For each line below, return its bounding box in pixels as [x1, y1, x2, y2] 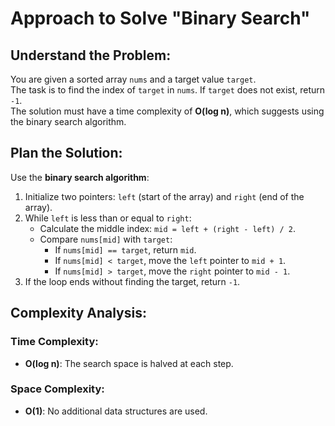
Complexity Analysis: [10, 305, 147, 322]
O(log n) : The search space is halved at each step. [24, 357, 234, 369]
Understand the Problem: [10, 47, 172, 64]
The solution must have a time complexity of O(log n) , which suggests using [10, 105, 325, 117]
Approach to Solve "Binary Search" [10, 7, 311, 30]
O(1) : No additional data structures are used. [24, 405, 208, 417]
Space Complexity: [10, 382, 105, 396]
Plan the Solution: [10, 145, 123, 162]
